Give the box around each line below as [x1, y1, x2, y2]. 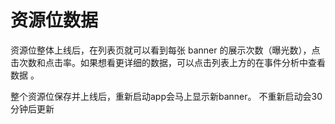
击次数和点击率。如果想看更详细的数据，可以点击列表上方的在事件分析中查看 [10, 56, 326, 68]
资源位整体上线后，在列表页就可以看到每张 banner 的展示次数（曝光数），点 [10, 44, 321, 56]
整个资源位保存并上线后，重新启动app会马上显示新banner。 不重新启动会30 [10, 90, 323, 102]
